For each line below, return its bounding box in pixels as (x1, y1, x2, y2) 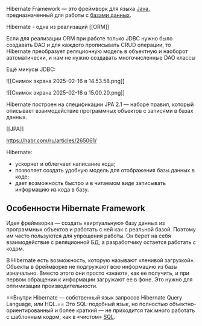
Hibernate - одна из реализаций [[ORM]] (6, 24, 110, 30)
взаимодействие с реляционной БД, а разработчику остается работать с (6, 238, 196, 246)
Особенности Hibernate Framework (6, 203, 146, 213)
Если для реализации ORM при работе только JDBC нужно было (6, 35, 173, 42)
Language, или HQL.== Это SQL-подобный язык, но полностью (6, 300, 168, 307)
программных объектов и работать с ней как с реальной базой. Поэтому (6, 225, 196, 233)
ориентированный (6, 307, 54, 314)
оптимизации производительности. (6, 282, 98, 289)
